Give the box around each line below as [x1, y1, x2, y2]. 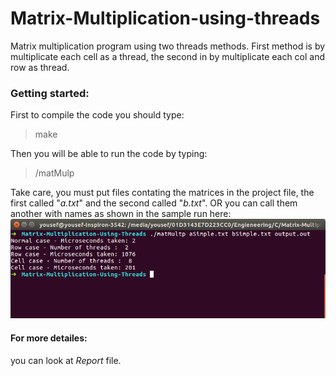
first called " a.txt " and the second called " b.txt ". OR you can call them [10, 197, 298, 209]
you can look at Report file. [10, 354, 122, 366]
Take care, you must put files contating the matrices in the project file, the [10, 187, 315, 199]
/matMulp [34, 167, 75, 179]
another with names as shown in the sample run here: [10, 208, 232, 220]
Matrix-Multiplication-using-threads [10, 7, 321, 30]
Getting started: [10, 86, 90, 100]
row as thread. [10, 61, 70, 73]
